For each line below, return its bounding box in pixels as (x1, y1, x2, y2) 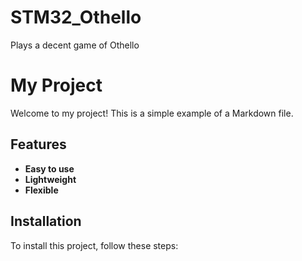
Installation (10, 213, 82, 230)
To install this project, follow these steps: (10, 239, 179, 251)
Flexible (24, 184, 59, 196)
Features (10, 136, 67, 153)
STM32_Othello (10, 6, 142, 29)
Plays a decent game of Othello (10, 39, 140, 51)
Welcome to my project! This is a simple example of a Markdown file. (10, 107, 294, 119)
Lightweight (24, 173, 77, 185)
